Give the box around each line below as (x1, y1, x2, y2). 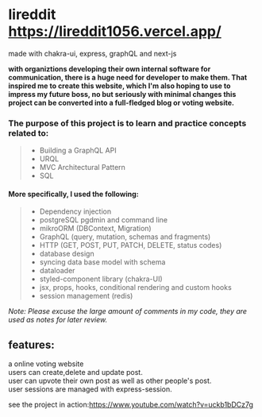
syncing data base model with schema (39, 257, 166, 267)
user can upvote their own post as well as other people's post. (8, 376, 212, 386)
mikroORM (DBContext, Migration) (39, 224, 152, 234)
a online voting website (8, 359, 84, 369)
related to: (8, 127, 49, 138)
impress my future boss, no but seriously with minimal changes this (8, 89, 237, 98)
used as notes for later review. (8, 315, 108, 325)
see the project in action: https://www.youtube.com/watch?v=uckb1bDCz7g (8, 400, 254, 410)
